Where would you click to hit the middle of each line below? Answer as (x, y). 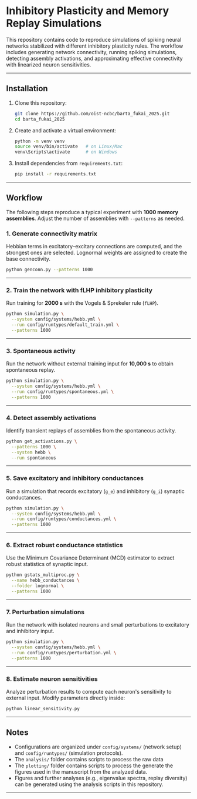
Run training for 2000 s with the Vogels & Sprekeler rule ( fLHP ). (82, 303)
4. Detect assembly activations (51, 418)
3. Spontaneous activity (41, 351)
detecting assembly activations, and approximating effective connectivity (94, 58)
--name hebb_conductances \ (46, 581)
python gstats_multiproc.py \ (43, 575)
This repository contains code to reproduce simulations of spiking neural (94, 39)
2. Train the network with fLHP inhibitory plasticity (79, 290)
